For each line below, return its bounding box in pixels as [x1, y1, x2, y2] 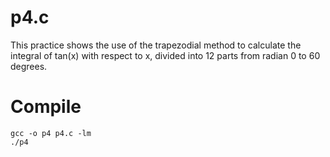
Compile [10, 96, 82, 118]
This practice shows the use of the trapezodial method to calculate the [10, 39, 302, 51]
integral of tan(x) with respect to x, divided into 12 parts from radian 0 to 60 [10, 49, 321, 61]
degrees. [10, 60, 48, 72]
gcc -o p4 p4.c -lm [10, 128, 92, 138]
